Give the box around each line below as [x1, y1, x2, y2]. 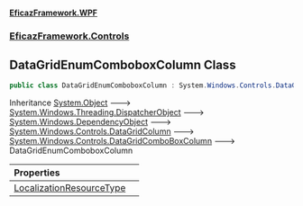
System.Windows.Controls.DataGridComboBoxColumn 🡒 [9, 136, 236, 147]
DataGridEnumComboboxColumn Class [9, 57, 236, 72]
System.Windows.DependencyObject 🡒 [9, 117, 171, 128]
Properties [14, 166, 60, 179]
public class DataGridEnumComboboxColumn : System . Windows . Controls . [9, 81, 277, 90]
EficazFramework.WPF [9, 7, 97, 18]
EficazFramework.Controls [9, 30, 130, 42]
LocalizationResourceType [14, 182, 126, 194]
